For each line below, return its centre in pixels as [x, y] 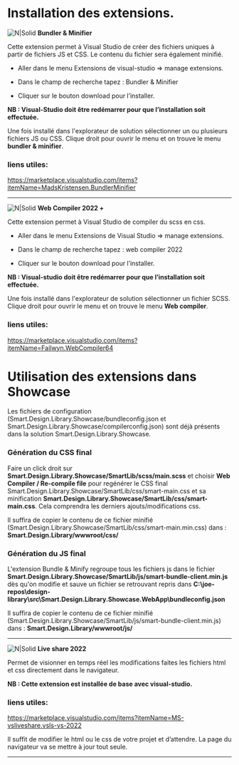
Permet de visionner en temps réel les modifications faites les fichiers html [117, 663]
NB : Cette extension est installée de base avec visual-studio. [100, 684]
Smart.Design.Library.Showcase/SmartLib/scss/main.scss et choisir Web [119, 476]
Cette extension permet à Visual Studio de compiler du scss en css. [106, 222]
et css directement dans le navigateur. [63, 670]
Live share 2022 [62, 649]
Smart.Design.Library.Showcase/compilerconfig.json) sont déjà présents [114, 426]
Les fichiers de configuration [49, 411]
